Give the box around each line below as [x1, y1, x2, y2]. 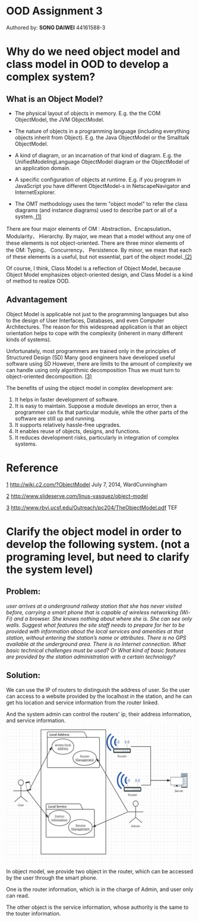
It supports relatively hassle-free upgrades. [14, 421, 121, 428]
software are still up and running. [14, 414, 96, 422]
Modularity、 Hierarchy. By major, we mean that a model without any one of [6, 233, 191, 240]
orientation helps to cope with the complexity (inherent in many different [6, 329, 183, 336]
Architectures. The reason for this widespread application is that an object [6, 323, 188, 330]
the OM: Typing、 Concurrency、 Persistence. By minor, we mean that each [6, 246, 192, 253]
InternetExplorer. [14, 188, 56, 196]
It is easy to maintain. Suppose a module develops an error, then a [14, 402, 177, 409]
